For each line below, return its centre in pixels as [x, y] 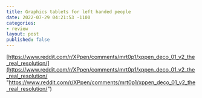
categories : [21, 23]
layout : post [23, 34]
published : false [28, 40]
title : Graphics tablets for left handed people [69, 12]
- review [17, 29]
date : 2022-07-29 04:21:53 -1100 [48, 17]
